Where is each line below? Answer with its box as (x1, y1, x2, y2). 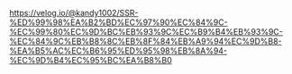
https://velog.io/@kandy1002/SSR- (9, 8, 139, 18)
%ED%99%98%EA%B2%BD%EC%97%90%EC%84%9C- (9, 17, 228, 28)
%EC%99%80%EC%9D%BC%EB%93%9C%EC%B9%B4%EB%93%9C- (9, 27, 284, 37)
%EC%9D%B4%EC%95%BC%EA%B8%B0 (9, 55, 173, 65)
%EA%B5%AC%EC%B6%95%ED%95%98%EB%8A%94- (9, 45, 228, 56)
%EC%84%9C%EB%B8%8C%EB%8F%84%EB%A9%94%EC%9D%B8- (9, 36, 282, 46)
